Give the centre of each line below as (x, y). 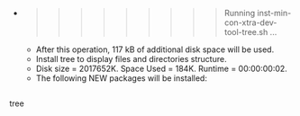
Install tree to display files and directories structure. (131, 59)
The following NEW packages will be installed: (121, 78)
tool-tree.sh (246, 32)
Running (240, 13)
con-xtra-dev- (250, 22)
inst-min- (274, 13)
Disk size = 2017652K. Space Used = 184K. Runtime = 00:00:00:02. (162, 68)
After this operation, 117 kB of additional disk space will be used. (155, 49)
